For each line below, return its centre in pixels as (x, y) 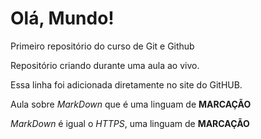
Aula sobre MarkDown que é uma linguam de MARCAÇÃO (131, 104)
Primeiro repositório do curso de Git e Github (102, 46)
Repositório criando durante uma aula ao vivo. (105, 65)
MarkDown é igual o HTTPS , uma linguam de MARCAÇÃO (130, 123)
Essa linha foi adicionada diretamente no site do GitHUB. (126, 84)
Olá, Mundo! (62, 18)
